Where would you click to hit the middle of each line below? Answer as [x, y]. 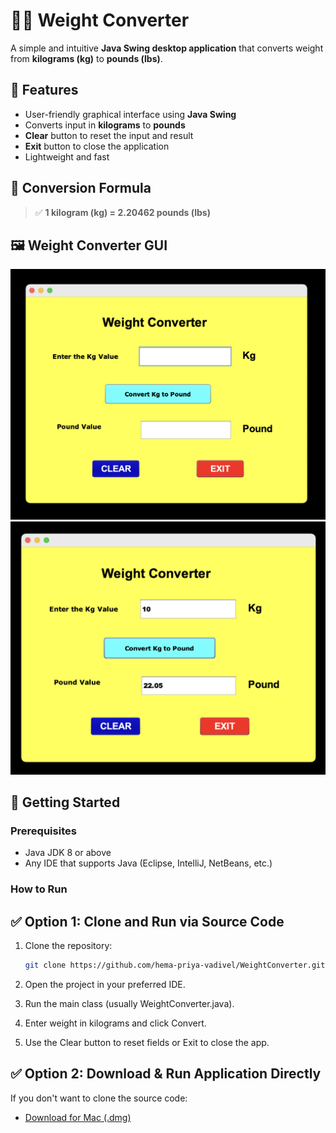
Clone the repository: [68, 945]
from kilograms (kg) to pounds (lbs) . [86, 58]
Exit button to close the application [97, 146]
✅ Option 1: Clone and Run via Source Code [147, 921]
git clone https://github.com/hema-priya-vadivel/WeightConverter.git [175, 965]
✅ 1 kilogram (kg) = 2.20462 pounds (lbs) [122, 212]
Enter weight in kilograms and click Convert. [115, 1023]
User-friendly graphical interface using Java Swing [130, 114]
